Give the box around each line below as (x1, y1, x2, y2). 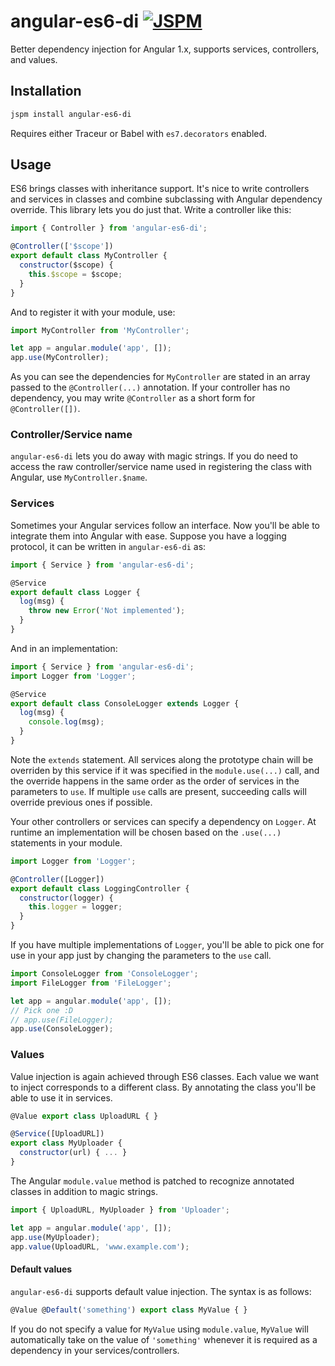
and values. (10, 53, 58, 65)
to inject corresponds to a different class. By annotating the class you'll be (10, 1081, 317, 1093)
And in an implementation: (10, 642, 118, 654)
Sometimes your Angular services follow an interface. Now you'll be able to (10, 519, 321, 531)
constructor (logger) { (19, 893, 114, 903)
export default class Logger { (10, 587, 141, 597)
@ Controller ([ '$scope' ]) (10, 241, 114, 252)
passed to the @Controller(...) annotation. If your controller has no (10, 381, 291, 394)
